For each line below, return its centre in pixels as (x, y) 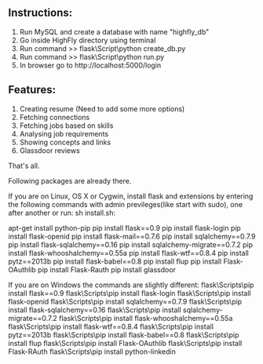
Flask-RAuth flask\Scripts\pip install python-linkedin (92, 351)
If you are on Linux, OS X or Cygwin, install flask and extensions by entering (131, 196)
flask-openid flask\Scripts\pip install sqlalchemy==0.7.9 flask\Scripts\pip (125, 301)
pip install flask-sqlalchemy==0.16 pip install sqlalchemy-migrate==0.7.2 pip (131, 244)
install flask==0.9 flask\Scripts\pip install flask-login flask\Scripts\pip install (130, 293)
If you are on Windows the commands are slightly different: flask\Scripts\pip (131, 285)
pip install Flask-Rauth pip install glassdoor (107, 269)
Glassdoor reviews (49, 150)
